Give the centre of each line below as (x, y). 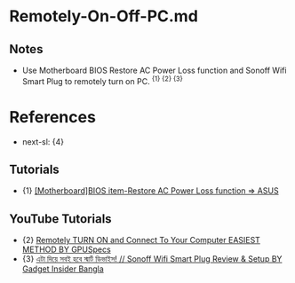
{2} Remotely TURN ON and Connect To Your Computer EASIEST (141, 240)
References (52, 117)
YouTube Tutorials (61, 219)
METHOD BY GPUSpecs (66, 249)
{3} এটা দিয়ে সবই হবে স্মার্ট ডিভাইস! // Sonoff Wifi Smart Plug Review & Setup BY (152, 259)
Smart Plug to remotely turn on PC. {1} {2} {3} (103, 80)
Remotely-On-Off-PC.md (104, 16)
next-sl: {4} (43, 141)
